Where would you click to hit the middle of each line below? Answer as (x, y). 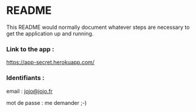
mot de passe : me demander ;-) (47, 102)
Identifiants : (25, 78)
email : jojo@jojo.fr (30, 91)
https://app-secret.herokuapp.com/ (51, 62)
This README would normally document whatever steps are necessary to (98, 27)
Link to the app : (30, 49)
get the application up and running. (50, 33)
